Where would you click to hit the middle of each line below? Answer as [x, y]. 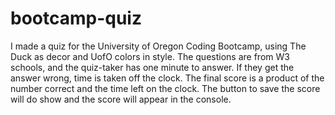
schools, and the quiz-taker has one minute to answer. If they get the [152, 67]
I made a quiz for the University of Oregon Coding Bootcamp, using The [158, 46]
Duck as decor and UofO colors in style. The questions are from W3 [150, 56]
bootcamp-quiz [76, 18]
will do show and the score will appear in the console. [121, 99]
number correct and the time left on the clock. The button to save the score [165, 88]
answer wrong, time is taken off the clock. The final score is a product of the [167, 78]
